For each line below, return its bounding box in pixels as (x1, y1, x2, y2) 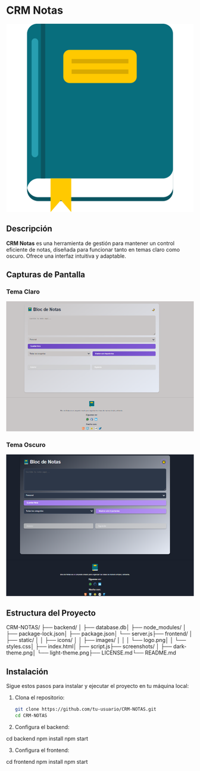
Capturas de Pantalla (6, 270, 85, 280)
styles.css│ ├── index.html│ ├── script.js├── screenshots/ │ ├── (6, 643, 173, 650)
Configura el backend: (14, 723, 70, 730)
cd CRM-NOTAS (14, 712, 48, 718)
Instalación (6, 666, 49, 677)
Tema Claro (6, 287, 40, 296)
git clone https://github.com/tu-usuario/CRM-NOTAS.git (14, 706, 157, 712)
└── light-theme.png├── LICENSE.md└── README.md (37, 649, 177, 656)
